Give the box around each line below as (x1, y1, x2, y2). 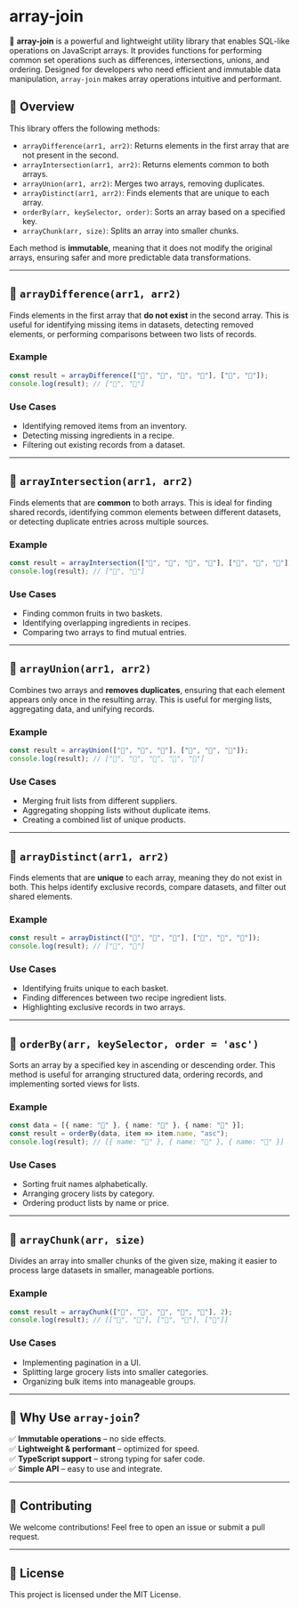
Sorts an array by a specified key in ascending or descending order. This (9, 1060, 276, 1071)
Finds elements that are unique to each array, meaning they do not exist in (9, 872, 282, 883)
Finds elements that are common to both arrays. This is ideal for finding (9, 497, 273, 508)
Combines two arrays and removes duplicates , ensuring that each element (9, 684, 286, 695)
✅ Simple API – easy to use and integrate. (9, 1464, 163, 1475)
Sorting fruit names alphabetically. (21, 1179, 149, 1190)
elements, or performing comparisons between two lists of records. (9, 328, 257, 339)
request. (9, 1531, 40, 1542)
